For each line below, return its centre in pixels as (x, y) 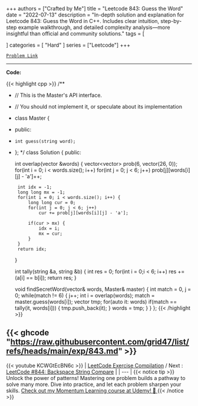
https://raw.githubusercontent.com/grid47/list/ (100, 342)
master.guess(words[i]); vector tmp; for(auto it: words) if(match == (96, 302)
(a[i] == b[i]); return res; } (45, 278)
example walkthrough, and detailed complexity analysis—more (94, 27)
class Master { (32, 118)
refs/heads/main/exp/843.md (62, 351)
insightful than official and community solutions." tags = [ (75, 34)
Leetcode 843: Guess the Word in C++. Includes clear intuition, (83, 21)
